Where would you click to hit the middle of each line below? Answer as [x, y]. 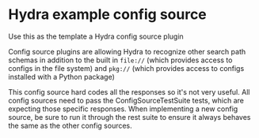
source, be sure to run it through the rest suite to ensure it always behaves [129, 117]
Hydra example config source [108, 15]
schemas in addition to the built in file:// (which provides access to [120, 60]
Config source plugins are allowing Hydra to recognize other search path [127, 51]
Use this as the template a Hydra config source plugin [96, 36]
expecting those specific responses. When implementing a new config [123, 109]
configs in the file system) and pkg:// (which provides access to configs [126, 68]
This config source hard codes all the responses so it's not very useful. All [129, 91]
